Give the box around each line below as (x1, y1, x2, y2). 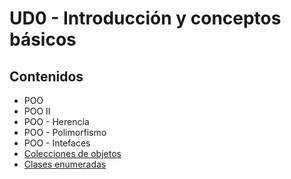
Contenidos (9, 68, 84, 85)
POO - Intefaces (23, 137, 91, 149)
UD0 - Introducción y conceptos (9, 7, 282, 30)
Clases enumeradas (23, 158, 107, 170)
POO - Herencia (23, 116, 90, 127)
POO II (23, 105, 51, 117)
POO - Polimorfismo (23, 127, 107, 138)
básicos (9, 28, 77, 51)
